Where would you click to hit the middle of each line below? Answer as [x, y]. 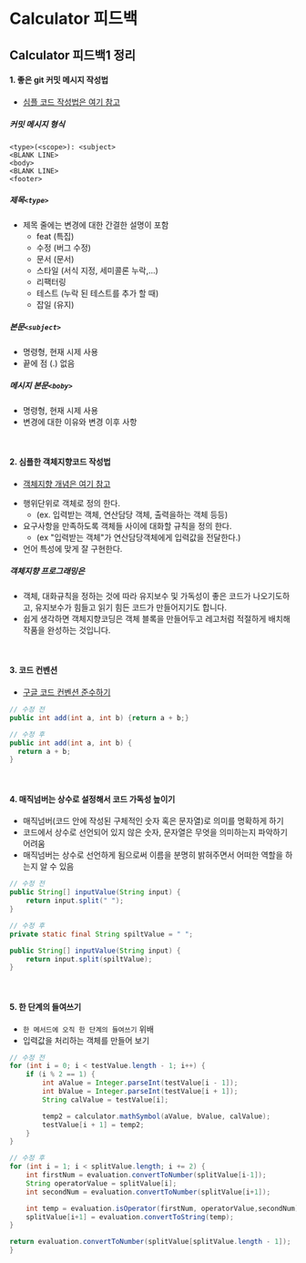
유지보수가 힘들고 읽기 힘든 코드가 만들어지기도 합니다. [131, 607]
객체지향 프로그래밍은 [47, 571]
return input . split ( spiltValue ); [89, 959]
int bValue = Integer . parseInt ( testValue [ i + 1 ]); [140, 1092]
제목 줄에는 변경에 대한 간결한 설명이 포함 [96, 225]
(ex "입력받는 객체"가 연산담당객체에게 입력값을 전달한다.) [138, 537]
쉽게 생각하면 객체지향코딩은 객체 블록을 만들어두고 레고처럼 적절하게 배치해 [157, 618]
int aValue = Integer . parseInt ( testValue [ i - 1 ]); [140, 1083]
